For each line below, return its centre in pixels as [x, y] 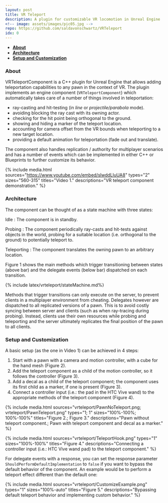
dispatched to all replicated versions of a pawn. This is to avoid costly [77, 305]
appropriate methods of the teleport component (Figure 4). [73, 397]
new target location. [33, 134]
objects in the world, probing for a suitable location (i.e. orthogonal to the [81, 234]
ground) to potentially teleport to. [39, 240]
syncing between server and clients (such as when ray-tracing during [77, 310]
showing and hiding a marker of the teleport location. [67, 124]
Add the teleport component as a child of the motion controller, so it [82, 371]
